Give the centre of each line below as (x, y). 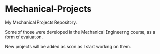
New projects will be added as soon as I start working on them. (68, 46)
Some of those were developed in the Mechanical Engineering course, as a (80, 32)
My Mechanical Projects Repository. (41, 22)
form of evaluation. (24, 37)
